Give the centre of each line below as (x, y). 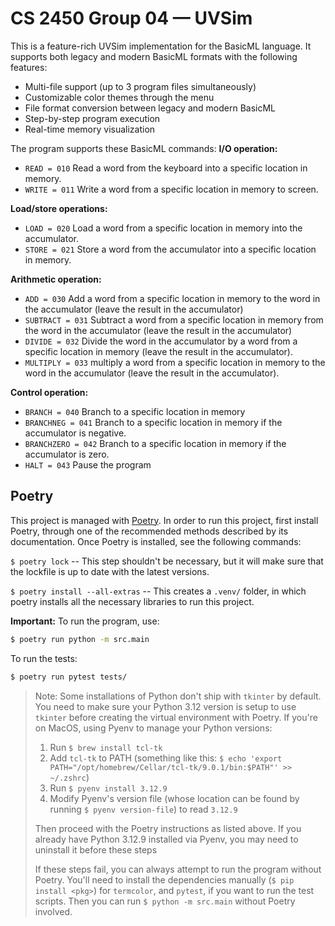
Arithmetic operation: (56, 279)
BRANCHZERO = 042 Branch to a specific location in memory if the (155, 443)
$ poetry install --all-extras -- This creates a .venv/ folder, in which (158, 591)
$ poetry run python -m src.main (80, 639)
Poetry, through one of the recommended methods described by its (149, 531)
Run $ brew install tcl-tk (106, 747)
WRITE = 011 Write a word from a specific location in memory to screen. (171, 189)
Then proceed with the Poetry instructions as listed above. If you (168, 828)
